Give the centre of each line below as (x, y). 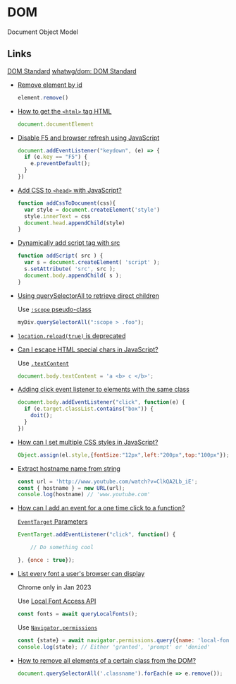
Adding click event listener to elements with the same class (104, 390)
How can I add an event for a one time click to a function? (101, 508)
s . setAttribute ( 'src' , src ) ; (70, 269)
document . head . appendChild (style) (75, 223)
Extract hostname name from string (69, 468)
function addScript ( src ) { (60, 256)
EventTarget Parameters (52, 522)
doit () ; (42, 416)
